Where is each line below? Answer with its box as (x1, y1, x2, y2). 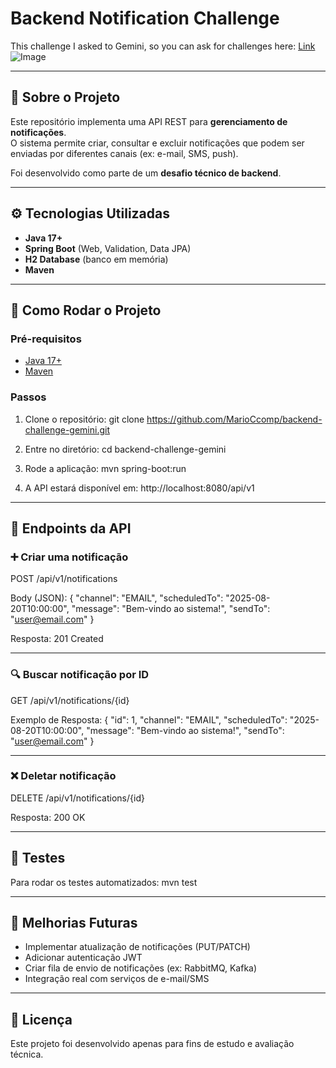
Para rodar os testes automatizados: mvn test (10, 876, 198, 888)
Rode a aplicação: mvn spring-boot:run (24, 462, 187, 474)
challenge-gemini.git (24, 423, 110, 436)
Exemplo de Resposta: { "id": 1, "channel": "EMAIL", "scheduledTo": (10, 713, 288, 726)
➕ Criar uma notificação (10, 550, 129, 564)
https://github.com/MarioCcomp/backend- (146, 413, 323, 425)
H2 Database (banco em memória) (24, 253, 169, 265)
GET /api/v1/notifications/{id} (10, 694, 130, 706)
